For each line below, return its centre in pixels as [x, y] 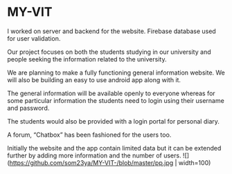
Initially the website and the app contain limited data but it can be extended [114, 148]
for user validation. [34, 38]
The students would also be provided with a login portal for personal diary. [114, 121]
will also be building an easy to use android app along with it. [94, 79]
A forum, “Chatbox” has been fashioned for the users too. [89, 135]
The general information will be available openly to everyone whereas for [111, 93]
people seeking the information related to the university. [87, 59]
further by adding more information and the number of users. [94, 155]
